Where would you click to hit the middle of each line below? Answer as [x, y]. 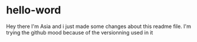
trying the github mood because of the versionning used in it [80, 32]
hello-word [34, 10]
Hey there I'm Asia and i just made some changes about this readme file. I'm [99, 26]
